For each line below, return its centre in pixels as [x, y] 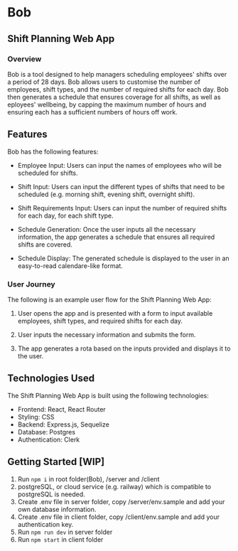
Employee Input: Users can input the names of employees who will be [120, 165]
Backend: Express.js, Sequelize [64, 424]
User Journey [31, 284]
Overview [25, 59]
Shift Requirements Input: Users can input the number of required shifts [122, 208]
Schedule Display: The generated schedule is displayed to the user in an [123, 258]
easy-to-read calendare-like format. [70, 266]
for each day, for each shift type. [65, 215]
